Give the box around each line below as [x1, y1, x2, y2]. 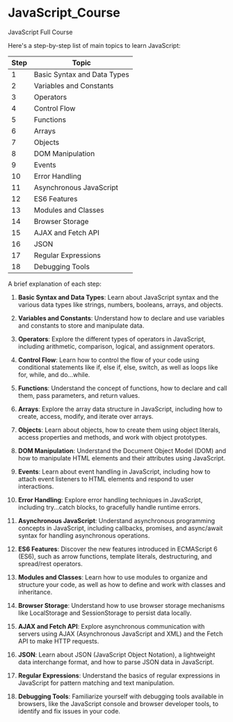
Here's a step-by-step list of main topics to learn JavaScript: [8, 41, 181, 49]
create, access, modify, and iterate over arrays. [17, 412, 154, 420]
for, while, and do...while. [17, 370, 90, 378]
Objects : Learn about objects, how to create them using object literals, [17, 426, 221, 434]
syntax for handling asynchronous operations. [17, 531, 150, 540]
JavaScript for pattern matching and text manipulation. [17, 678, 175, 687]
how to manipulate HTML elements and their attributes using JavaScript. [17, 454, 225, 462]
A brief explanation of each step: [8, 280, 102, 288]
